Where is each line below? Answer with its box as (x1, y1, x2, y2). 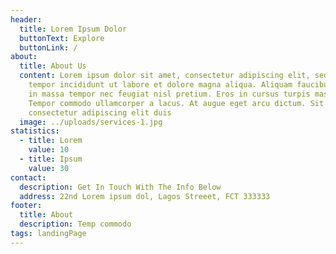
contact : (10, 172, 47, 183)
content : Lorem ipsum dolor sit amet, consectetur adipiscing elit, (19, 71, 311, 81)
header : (10, 14, 43, 25)
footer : (10, 201, 43, 211)
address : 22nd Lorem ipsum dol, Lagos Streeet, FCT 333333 (19, 191, 271, 201)
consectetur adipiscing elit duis (28, 107, 172, 118)
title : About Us (19, 61, 87, 71)
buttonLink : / (19, 42, 78, 53)
